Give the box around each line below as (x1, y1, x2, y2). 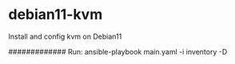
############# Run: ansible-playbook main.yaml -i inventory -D (8, 47, 228, 56)
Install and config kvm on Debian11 (8, 32, 122, 41)
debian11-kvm (8, 6, 103, 24)
